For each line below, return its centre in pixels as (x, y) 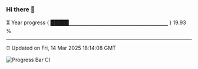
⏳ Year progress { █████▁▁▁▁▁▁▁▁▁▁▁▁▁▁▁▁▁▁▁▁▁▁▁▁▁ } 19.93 (96, 22)
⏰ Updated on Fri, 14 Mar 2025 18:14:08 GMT (61, 48)
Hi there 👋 (21, 9)
